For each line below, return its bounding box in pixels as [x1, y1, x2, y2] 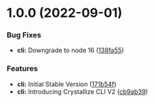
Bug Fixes [6, 30, 42, 40]
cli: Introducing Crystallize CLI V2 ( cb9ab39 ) [16, 87, 149, 96]
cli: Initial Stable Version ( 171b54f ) [16, 80, 117, 88]
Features [6, 63, 38, 73]
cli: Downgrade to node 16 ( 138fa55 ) [16, 46, 124, 54]
